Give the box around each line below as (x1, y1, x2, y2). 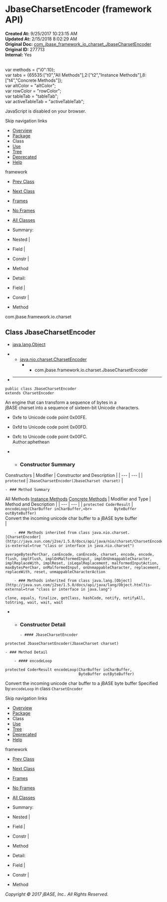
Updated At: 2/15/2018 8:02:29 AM (5, 36, 78, 42)
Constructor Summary (19, 461, 76, 468)
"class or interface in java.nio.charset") (43, 543, 135, 549)
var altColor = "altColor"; (5, 82, 56, 88)
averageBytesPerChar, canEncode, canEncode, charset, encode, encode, (5, 552, 155, 557)
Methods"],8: (119, 72, 147, 78)
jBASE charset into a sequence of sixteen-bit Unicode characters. (5, 405, 140, 411)
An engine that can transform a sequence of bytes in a (5, 399, 117, 405)
